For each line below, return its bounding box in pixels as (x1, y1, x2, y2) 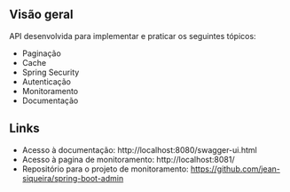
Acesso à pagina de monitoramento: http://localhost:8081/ (21, 154, 235, 164)
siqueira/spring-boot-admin (21, 172, 124, 183)
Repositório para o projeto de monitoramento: (21, 164, 189, 174)
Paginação (21, 48, 62, 59)
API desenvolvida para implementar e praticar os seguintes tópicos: (9, 30, 256, 41)
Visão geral (9, 7, 74, 22)
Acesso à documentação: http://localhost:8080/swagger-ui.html (21, 144, 257, 155)
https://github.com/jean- (190, 164, 281, 174)
